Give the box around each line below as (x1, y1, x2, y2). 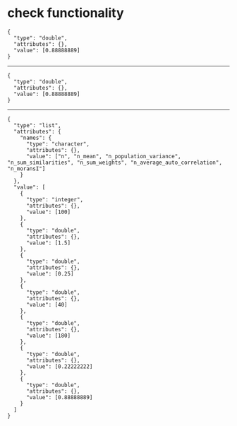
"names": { (20, 134, 52, 141)
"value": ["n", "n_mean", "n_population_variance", (25, 153, 181, 160)
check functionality (7, 5, 125, 21)
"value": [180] (25, 332, 71, 339)
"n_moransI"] (7, 165, 46, 172)
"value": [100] (25, 208, 71, 215)
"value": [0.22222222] (25, 362, 93, 370)
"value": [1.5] (25, 239, 71, 247)
